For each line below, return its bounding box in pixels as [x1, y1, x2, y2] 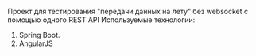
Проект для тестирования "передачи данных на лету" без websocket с [7, 7, 248, 16]
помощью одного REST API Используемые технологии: [7, 15, 196, 24]
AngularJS [18, 39, 53, 48]
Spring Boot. [18, 31, 60, 39]
